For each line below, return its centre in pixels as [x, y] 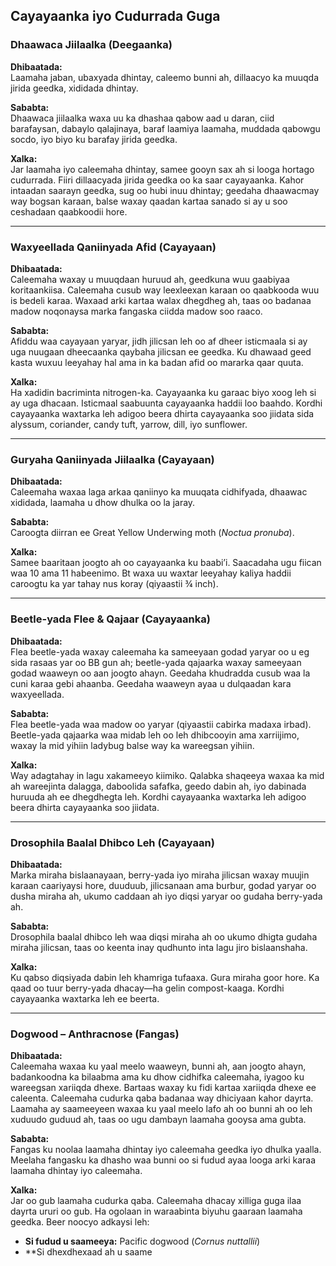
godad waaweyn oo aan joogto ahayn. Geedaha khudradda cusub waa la [160, 673]
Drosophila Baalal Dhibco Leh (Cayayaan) [112, 842]
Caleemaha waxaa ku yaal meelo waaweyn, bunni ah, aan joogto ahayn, [158, 1066]
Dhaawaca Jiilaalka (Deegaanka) [91, 45]
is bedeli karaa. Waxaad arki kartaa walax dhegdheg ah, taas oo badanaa [161, 300]
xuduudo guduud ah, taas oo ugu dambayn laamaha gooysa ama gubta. [158, 1120]
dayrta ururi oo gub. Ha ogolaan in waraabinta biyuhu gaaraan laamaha [156, 1211]
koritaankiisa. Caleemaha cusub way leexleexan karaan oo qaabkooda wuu [165, 290]
